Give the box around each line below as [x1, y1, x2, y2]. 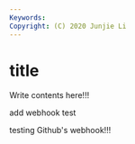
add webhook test [9, 107, 76, 118]
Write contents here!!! [9, 90, 90, 101]
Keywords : [9, 13, 47, 22]
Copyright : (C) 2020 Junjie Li [9, 22, 127, 31]
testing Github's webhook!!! [9, 125, 112, 136]
